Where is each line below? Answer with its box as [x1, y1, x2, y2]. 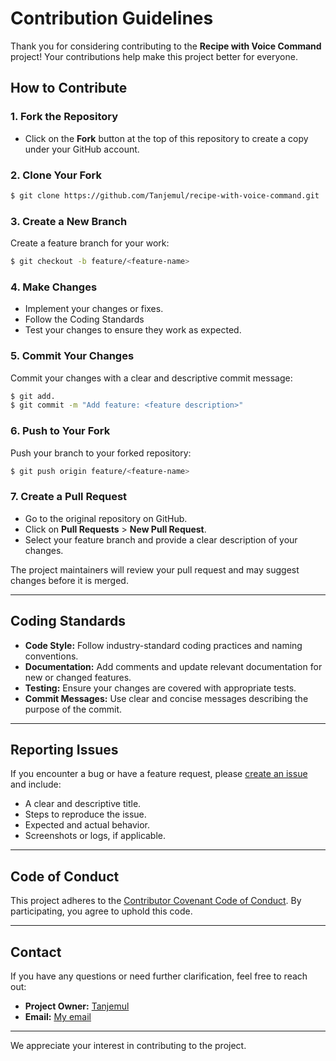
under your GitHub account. [24, 143, 140, 155]
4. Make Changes [10, 280, 98, 294]
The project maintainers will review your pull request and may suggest [10, 563, 300, 576]
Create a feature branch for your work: [10, 237, 170, 249]
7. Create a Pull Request [10, 490, 128, 504]
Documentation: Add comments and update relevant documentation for [24, 660, 323, 672]
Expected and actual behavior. [24, 819, 151, 831]
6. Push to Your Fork [10, 424, 111, 438]
